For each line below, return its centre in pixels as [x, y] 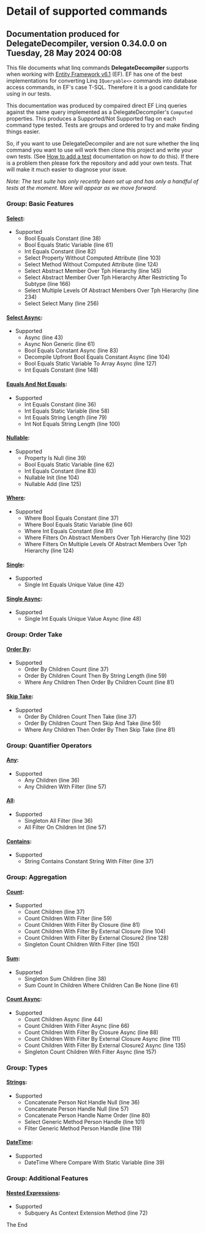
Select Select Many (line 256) [61, 304]
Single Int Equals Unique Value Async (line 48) [83, 619]
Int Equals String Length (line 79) [65, 417]
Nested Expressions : [33, 1193]
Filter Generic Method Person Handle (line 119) [83, 1128]
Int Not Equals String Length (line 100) [72, 424]
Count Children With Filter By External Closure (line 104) [95, 931]
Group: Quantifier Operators [49, 745]
